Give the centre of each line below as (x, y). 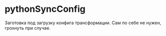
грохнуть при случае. (28, 28)
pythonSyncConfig (45, 9)
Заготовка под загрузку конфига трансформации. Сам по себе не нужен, (83, 23)
